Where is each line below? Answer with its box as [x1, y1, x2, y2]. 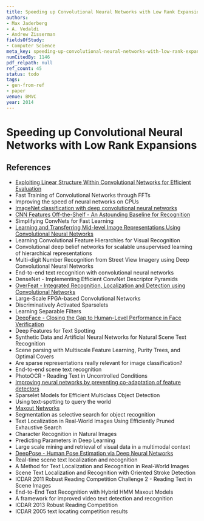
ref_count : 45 [6, 65, 42, 72]
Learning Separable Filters [15, 307, 82, 315]
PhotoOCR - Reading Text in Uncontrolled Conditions [15, 372, 148, 380]
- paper [6, 88, 26, 94]
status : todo [6, 71, 39, 77]
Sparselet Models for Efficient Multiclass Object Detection [15, 391, 160, 398]
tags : [6, 77, 20, 83]
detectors [15, 385, 39, 392]
